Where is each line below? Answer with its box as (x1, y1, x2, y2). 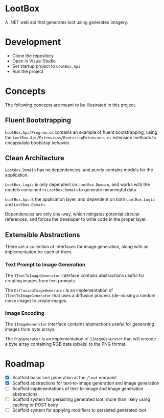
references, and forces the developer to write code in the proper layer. (5, 216, 147, 222)
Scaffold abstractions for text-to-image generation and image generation (12, 380, 160, 386)
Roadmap (5, 358, 45, 369)
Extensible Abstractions (5, 231, 80, 239)
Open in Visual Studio (12, 58, 56, 64)
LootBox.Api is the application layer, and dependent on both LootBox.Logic (5, 196, 155, 202)
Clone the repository (12, 53, 54, 59)
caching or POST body (12, 402, 58, 408)
